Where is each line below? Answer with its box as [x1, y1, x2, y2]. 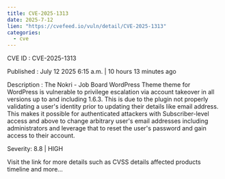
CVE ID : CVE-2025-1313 [7, 54, 77, 62]
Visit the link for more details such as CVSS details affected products [7, 158, 201, 166]
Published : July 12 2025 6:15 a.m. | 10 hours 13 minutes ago [7, 68, 176, 76]
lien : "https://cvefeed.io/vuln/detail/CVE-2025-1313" [7, 23, 167, 29]
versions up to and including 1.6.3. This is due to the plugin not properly [7, 95, 209, 103]
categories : [7, 29, 41, 36]
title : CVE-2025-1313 [7, 10, 69, 17]
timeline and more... [7, 165, 64, 174]
